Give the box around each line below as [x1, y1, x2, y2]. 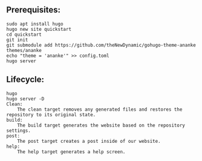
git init [6, 36, 28, 43]
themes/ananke [6, 47, 42, 53]
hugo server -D [6, 96, 45, 102]
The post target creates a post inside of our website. [17, 138, 161, 144]
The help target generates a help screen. [17, 148, 126, 155]
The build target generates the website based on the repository [17, 122, 186, 128]
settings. [6, 127, 31, 134]
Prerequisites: [6, 5, 60, 15]
